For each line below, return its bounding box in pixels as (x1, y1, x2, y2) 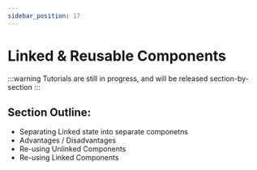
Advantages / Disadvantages (19, 135, 117, 146)
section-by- (209, 74, 249, 83)
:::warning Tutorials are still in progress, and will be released (7, 74, 208, 83)
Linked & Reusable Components (7, 46, 227, 65)
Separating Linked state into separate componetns (19, 127, 189, 137)
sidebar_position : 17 (7, 11, 81, 20)
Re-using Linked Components (19, 153, 119, 163)
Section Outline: (7, 105, 91, 119)
